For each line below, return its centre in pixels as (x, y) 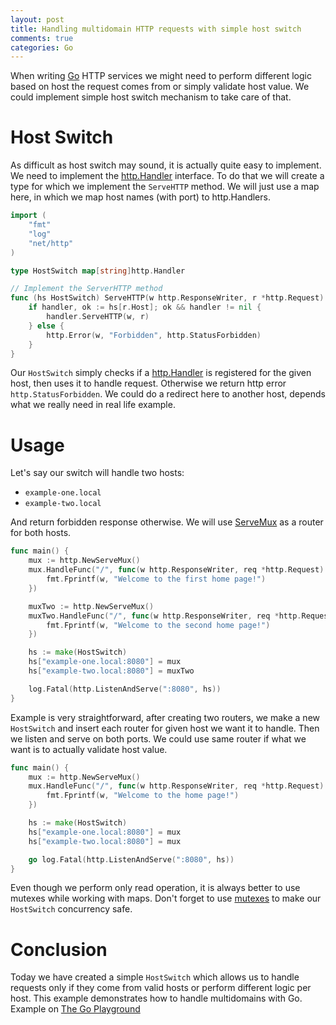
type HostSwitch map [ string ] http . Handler (98, 271)
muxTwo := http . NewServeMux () (91, 606)
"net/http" (51, 243)
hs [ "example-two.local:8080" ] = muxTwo (111, 671)
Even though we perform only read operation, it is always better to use (155, 888)
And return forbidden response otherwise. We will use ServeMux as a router (167, 522)
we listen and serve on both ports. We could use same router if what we (158, 738)
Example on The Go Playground (75, 1009)
